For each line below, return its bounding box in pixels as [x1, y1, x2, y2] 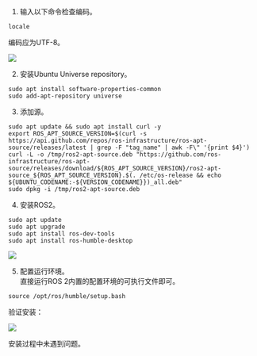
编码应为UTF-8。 [8, 38, 65, 47]
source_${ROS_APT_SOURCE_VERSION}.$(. [8, 171, 136, 179]
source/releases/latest [8, 144, 87, 151]
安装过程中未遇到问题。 [8, 339, 85, 348]
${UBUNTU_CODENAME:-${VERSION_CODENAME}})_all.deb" [8, 178, 182, 186]
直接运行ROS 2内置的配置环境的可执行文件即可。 [19, 277, 180, 285]
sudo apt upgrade [8, 223, 66, 231]
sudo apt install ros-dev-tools [8, 230, 115, 238]
